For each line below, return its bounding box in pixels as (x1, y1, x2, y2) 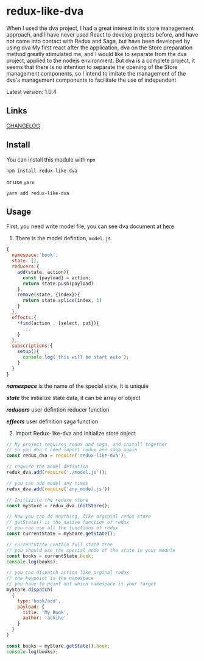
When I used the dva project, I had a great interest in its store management (6, 24, 194, 32)
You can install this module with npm (6, 155, 96, 163)
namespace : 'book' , (12, 252, 59, 259)
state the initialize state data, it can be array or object (6, 394, 141, 401)
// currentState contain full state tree (6, 541, 113, 548)
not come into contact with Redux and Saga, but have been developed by (6, 37, 191, 45)
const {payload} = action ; (22, 274, 91, 281)
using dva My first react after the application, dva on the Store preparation (6, 44, 193, 51)
